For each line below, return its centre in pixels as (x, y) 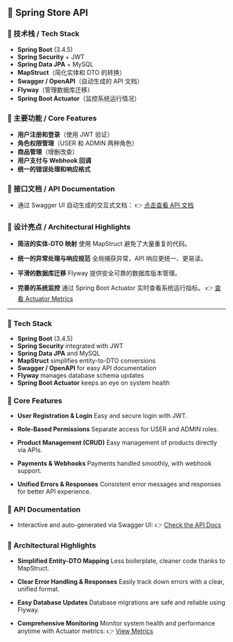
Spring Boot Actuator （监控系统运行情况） (79, 98)
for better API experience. (54, 492)
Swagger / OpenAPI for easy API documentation (87, 367)
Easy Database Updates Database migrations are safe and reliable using (121, 602)
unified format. (38, 589)
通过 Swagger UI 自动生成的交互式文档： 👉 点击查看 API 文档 (105, 205)
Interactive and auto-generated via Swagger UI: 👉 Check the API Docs (119, 525)
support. (29, 471)
